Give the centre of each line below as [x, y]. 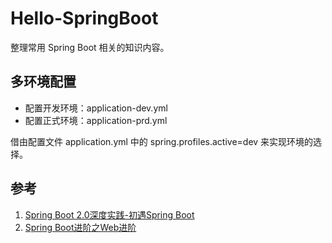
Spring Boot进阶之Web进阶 [80, 227]
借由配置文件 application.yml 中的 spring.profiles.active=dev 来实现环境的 [162, 141]
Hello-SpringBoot [84, 18]
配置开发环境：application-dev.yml [96, 108]
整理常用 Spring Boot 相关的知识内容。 [90, 47]
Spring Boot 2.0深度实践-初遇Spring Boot [109, 214]
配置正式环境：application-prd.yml [96, 120]
